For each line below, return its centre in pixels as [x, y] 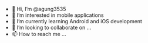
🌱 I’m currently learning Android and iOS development [77, 21]
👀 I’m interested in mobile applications [58, 15]
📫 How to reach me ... [39, 34]
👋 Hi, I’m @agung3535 [39, 9]
